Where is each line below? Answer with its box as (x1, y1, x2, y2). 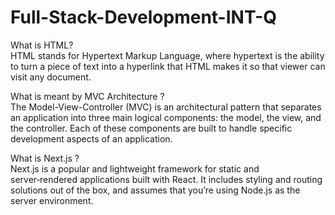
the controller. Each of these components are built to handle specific (10, 122, 293, 134)
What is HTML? (10, 39, 74, 51)
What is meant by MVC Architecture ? (10, 90, 165, 102)
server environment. (10, 194, 94, 206)
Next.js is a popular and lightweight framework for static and (10, 162, 260, 175)
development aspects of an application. (10, 132, 173, 145)
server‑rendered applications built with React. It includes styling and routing (10, 173, 323, 185)
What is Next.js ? (10, 152, 80, 164)
